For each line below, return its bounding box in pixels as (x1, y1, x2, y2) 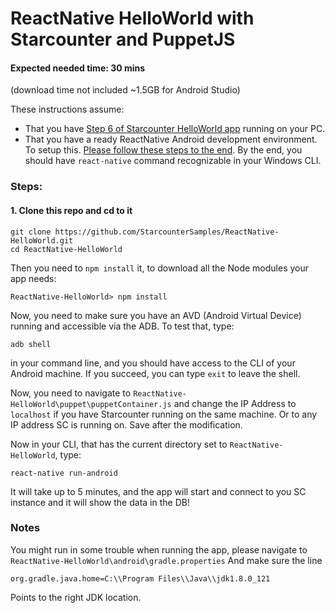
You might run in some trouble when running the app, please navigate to (10, 543, 308, 556)
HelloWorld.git (10, 235, 74, 246)
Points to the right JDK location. (10, 591, 142, 603)
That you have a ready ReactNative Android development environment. (24, 133, 318, 146)
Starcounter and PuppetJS (10, 28, 236, 51)
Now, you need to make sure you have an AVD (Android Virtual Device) (10, 309, 302, 321)
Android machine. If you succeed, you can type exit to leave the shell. (10, 367, 301, 379)
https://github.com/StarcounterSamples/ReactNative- (54, 227, 280, 237)
